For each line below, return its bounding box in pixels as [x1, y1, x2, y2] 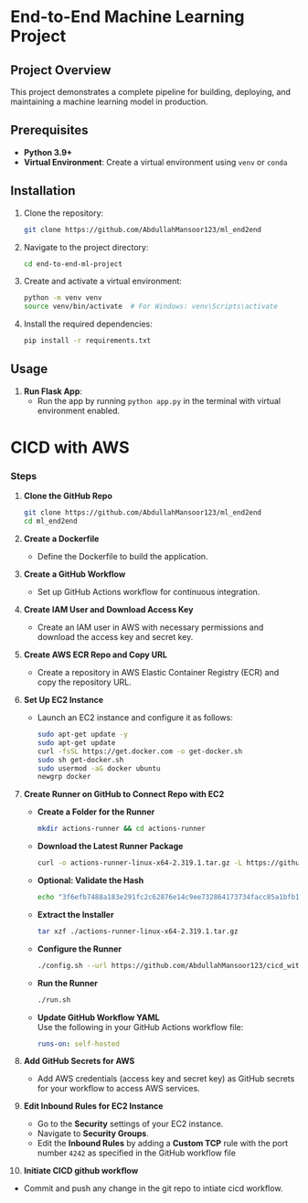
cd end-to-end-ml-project [23, 259, 122, 269]
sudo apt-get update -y [37, 729, 129, 740]
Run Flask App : [23, 386, 83, 397]
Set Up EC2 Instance [23, 695, 104, 706]
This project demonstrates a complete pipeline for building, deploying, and [10, 87, 292, 97]
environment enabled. [37, 405, 121, 416]
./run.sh [37, 995, 71, 1005]
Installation [10, 183, 76, 198]
